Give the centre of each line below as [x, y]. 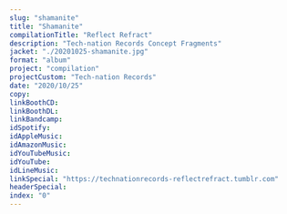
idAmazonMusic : [38, 145]
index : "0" [30, 196]
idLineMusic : [34, 170]
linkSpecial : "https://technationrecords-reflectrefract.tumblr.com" [144, 178]
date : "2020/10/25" [46, 86]
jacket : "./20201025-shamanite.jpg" [79, 52]
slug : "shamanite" [44, 18]
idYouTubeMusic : [40, 153]
